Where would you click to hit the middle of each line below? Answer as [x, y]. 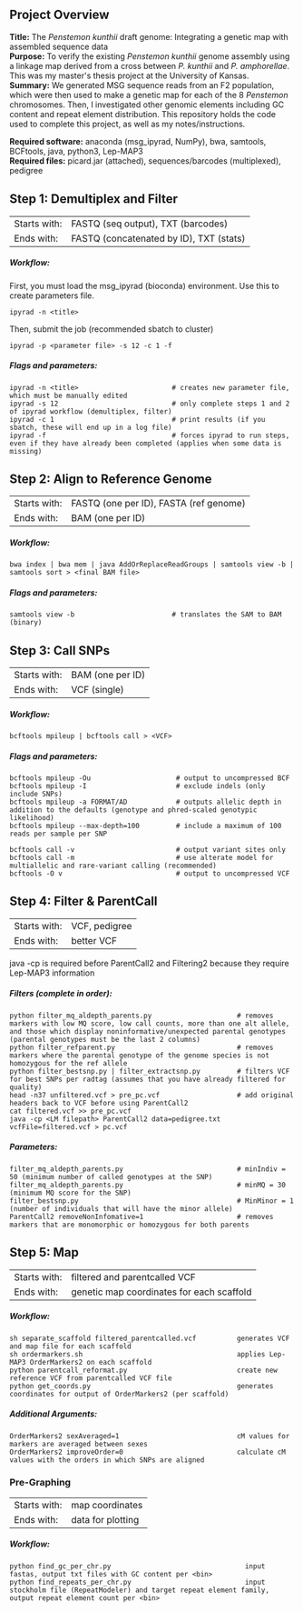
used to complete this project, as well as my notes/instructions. [127, 124]
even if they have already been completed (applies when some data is [146, 443]
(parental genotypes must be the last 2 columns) [105, 1039]
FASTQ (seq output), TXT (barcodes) [150, 224]
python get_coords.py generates [142, 1386]
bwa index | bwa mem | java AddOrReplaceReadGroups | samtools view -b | [152, 565]
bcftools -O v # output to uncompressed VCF [150, 874]
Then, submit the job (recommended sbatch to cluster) [112, 329]
